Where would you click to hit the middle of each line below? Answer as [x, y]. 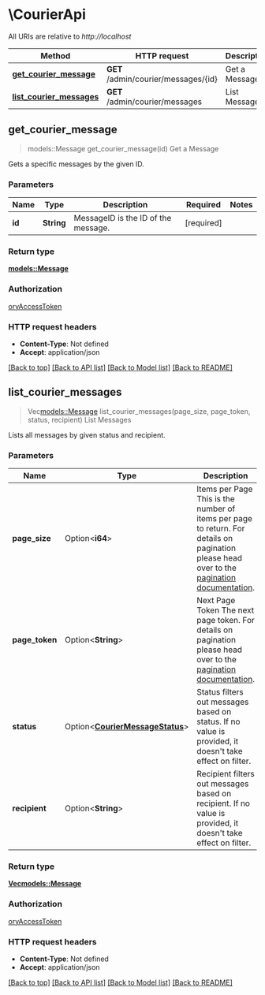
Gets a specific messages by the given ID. [76, 164]
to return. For [221, 528]
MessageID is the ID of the [123, 218]
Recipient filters [226, 774]
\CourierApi [47, 15]
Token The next [226, 610]
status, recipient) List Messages [79, 419]
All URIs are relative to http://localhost [70, 36]
